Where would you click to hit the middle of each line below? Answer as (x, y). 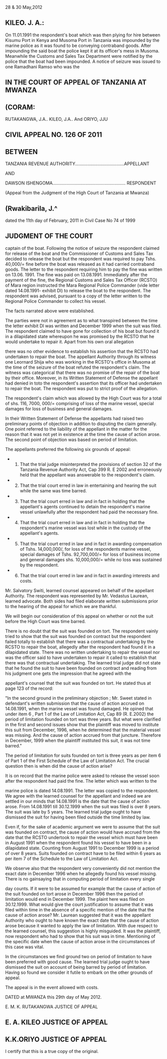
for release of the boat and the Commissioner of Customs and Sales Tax (79, 253)
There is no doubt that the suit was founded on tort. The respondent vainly (82, 631)
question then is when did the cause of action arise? (59, 766)
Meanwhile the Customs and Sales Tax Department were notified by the (79, 56)
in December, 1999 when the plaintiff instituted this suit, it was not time (78, 740)
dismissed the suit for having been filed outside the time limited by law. (78, 817)
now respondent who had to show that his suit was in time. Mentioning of (80, 936)
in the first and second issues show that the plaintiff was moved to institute (82, 724)
